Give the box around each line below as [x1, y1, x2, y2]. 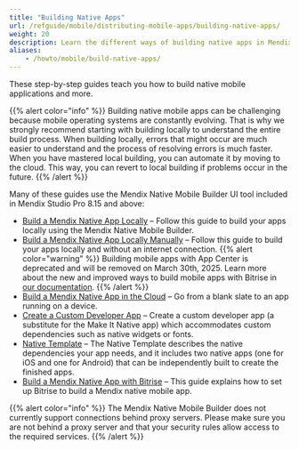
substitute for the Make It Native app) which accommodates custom [21, 319, 271, 330]
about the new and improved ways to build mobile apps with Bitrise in [21, 272, 278, 283]
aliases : [9, 46, 42, 55]
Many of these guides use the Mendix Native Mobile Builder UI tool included [9, 189, 288, 199]
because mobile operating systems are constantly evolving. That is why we [9, 115, 285, 125]
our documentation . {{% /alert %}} [21, 282, 149, 292]
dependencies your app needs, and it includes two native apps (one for [21, 348, 284, 358]
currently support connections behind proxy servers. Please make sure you [9, 413, 286, 422]
